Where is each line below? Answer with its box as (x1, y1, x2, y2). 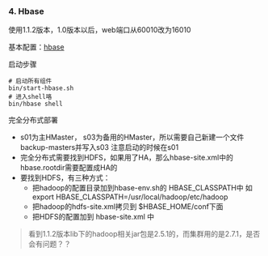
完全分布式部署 (8, 115, 58, 125)
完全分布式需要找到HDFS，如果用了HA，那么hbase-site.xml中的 (19, 152, 234, 163)
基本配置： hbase (8, 42, 65, 52)
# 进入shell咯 (8, 93, 52, 101)
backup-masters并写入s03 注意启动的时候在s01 (19, 143, 179, 152)
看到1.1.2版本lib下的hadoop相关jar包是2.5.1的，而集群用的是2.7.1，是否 (27, 229, 261, 239)
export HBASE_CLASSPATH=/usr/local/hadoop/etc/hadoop (31, 192, 228, 202)
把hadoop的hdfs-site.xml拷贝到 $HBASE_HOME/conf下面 (31, 202, 224, 211)
